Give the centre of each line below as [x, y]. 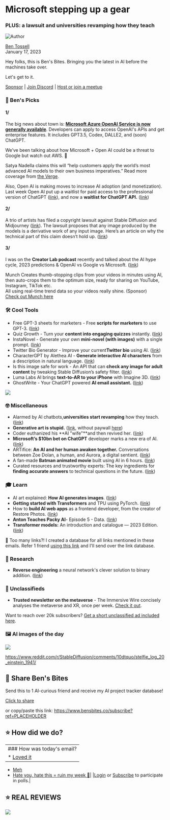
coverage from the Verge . [32, 176]
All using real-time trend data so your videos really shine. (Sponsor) [76, 291]
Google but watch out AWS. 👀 [36, 155]
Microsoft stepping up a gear [68, 9]
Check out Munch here [29, 297]
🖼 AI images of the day [35, 634]
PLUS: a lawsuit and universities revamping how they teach [80, 26]
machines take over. [26, 67]
